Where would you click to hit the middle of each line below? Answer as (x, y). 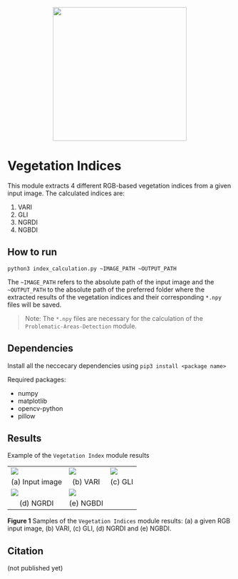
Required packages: (37, 379)
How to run (32, 252)
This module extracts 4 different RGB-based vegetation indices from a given (119, 185)
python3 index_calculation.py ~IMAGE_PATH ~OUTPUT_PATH (92, 268)
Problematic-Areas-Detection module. (81, 326)
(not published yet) (35, 568)
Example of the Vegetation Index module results (78, 456)
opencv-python (40, 408)
